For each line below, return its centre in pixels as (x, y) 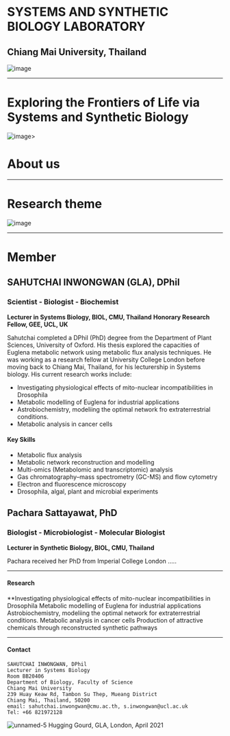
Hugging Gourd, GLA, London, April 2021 (106, 725)
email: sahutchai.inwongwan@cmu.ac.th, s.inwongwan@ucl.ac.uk (98, 706)
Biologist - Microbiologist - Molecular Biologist (86, 533)
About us (34, 164)
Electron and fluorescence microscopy (72, 484)
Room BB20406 (26, 676)
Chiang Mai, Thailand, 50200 (49, 700)
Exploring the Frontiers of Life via (103, 103)
